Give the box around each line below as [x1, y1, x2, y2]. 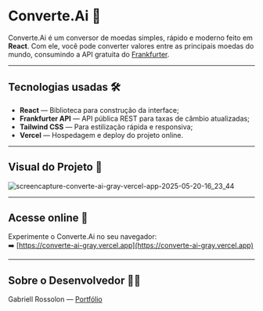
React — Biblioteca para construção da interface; [19, 105, 179, 114]
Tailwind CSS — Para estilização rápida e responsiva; [19, 121, 193, 132]
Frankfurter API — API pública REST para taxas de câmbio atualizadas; [19, 114, 250, 123]
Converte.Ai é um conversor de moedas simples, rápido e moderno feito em [8, 33, 253, 42]
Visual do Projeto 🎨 [8, 161, 103, 174]
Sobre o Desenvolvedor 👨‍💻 [8, 273, 141, 287]
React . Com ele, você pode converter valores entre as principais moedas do [8, 41, 254, 50]
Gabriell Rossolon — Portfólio [8, 295, 103, 304]
